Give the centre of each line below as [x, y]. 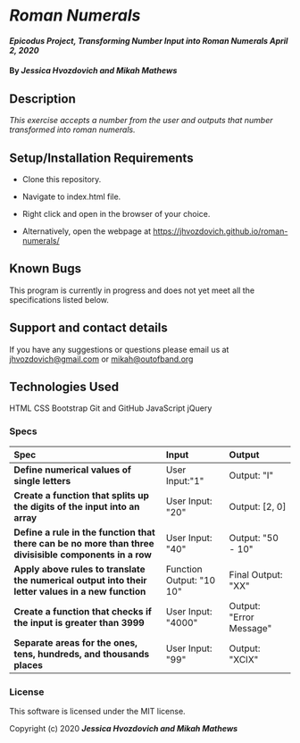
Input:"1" [185, 480]
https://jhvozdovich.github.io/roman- [221, 231]
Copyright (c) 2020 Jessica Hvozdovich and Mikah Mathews [124, 729]
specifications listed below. [59, 299]
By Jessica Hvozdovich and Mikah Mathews [93, 71]
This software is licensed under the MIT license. [97, 712]
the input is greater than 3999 [79, 622]
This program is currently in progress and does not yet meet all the [132, 290]
